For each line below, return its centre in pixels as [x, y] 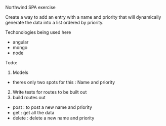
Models [20, 72]
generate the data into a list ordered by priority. [54, 23]
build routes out [29, 97]
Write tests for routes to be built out [50, 92]
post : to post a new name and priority [52, 107]
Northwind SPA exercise [30, 7]
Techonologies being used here [38, 32]
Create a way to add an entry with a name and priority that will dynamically [83, 17]
